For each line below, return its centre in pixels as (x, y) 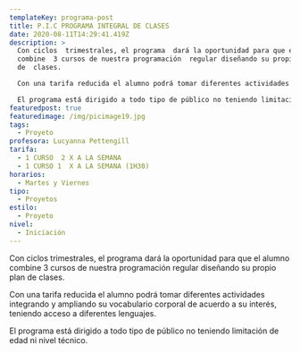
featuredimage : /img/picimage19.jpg (77, 116)
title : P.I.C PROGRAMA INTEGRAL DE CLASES (89, 26)
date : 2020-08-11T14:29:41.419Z (69, 34)
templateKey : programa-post (62, 17)
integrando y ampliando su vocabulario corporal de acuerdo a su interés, (143, 304)
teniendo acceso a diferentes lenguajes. (83, 313)
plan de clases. (37, 277)
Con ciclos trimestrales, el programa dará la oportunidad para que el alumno (150, 258)
